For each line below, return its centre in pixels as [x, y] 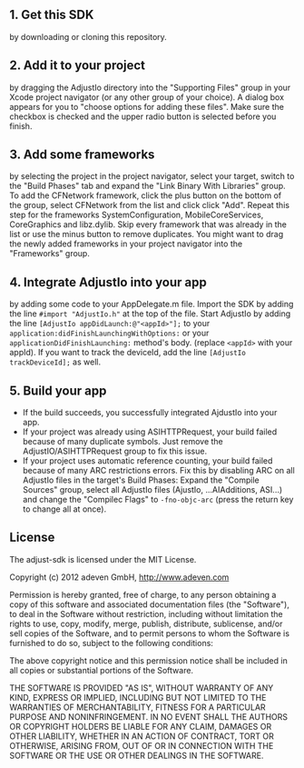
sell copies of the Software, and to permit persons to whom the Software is [150, 633]
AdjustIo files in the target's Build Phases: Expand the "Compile [141, 480]
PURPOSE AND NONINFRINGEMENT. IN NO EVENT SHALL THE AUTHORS [149, 716]
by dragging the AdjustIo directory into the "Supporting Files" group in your [150, 87]
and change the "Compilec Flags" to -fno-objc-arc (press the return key [158, 500]
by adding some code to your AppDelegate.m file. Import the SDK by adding [152, 304]
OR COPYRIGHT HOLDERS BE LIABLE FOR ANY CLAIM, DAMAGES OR [141, 726]
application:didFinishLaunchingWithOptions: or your [109, 333]
